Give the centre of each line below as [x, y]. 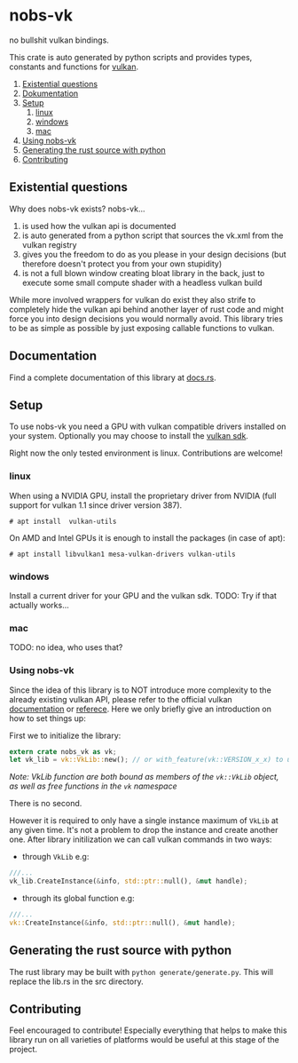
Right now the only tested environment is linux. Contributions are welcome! [146, 453]
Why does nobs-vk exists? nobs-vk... [77, 209]
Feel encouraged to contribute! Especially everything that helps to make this [148, 1030]
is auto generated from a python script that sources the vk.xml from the [153, 235]
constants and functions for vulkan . [74, 67]
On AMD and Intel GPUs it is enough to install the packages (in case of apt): [147, 537]
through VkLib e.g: [55, 857]
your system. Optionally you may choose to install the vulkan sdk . [129, 436]
